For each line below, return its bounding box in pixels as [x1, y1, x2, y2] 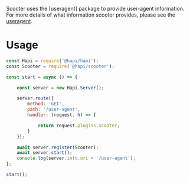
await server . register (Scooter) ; [17, 145, 99, 150]
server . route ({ [17, 95, 54, 101]
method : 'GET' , [27, 101, 65, 107]
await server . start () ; [17, 150, 73, 156]
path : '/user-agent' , [27, 107, 81, 113]
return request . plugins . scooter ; [37, 123, 120, 129]
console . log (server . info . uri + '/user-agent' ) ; [17, 155, 136, 162]
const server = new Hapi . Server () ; [17, 85, 104, 91]
